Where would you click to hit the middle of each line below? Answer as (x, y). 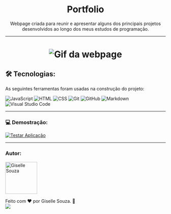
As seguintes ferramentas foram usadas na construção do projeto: (75, 88)
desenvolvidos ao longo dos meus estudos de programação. (85, 29)
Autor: (13, 153)
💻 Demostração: (27, 122)
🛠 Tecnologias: (31, 74)
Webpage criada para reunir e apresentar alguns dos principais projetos (85, 23)
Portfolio (85, 9)
